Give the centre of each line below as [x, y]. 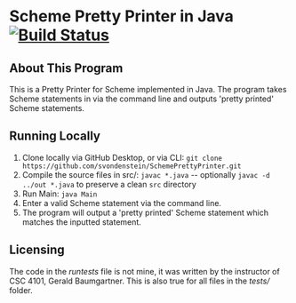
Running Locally [55, 136]
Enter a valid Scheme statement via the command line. [122, 203]
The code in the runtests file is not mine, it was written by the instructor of [144, 271]
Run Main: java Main [60, 194]
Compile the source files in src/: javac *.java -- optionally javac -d [146, 174]
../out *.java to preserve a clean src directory [109, 184]
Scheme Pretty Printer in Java [121, 16]
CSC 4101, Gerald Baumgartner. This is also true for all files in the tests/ [140, 281]
